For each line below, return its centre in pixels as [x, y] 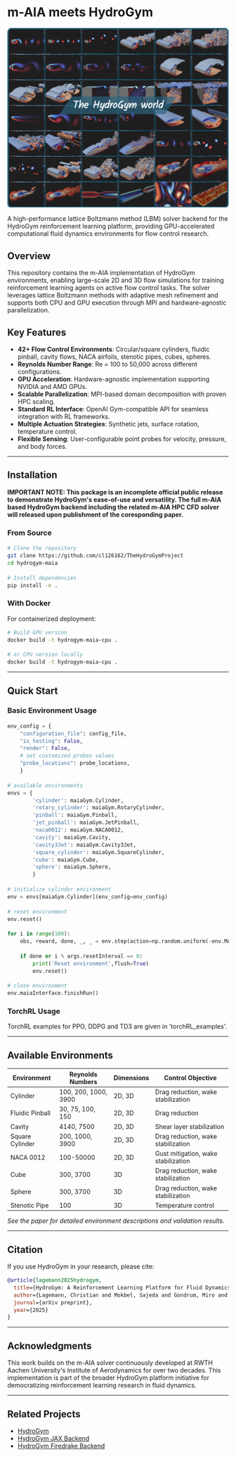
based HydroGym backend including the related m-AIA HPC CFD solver [113, 507]
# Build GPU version [38, 632]
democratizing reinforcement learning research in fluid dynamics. [102, 1385]
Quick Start [33, 691]
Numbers [83, 1081]
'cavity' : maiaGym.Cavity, [72, 837]
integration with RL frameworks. [64, 416]
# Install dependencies [42, 578]
